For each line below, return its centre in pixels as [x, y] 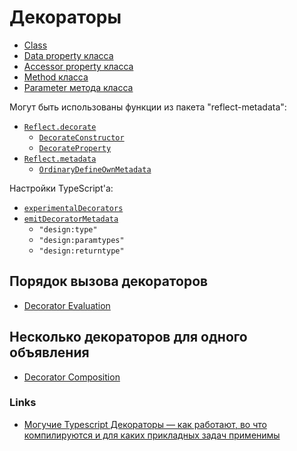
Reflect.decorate [60, 127]
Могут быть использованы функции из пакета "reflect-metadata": [148, 107]
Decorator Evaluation [67, 305]
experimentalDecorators [73, 208]
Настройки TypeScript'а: [61, 188]
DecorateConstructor [81, 137]
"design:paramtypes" [81, 240]
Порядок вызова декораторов [109, 281]
